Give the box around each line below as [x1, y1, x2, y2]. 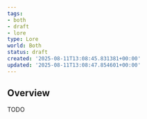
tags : [7, 10, 23, 17]
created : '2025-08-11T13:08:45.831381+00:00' [7, 55, 141, 62]
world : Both [7, 42, 42, 49]
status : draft [7, 49, 49, 56]
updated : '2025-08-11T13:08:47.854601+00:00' [7, 62, 141, 68]
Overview [7, 87, 51, 99]
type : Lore [7, 36, 39, 43]
